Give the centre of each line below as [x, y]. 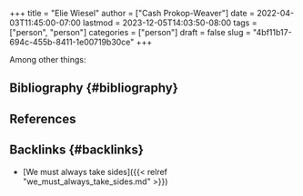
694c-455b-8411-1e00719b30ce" [72, 42]
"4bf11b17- [273, 32]
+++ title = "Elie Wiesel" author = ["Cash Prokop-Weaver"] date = [132, 13]
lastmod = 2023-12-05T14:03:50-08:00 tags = [170, 23]
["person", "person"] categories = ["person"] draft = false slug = [131, 32]
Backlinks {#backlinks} [76, 150]
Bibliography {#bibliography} [94, 88]
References [43, 118]
